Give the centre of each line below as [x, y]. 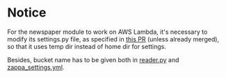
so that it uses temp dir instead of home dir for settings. [87, 46]
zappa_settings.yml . [36, 67]
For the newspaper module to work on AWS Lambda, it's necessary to [107, 32]
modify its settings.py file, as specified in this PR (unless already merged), [113, 39]
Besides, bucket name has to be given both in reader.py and [93, 59]
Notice [27, 13]
